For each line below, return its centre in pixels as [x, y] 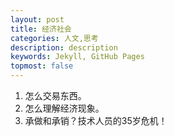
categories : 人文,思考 [54, 38]
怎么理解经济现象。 [64, 108]
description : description [64, 47]
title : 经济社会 [41, 29]
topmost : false [42, 66]
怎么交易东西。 [55, 95]
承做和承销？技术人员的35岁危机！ [96, 120]
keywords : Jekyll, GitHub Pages [77, 57]
